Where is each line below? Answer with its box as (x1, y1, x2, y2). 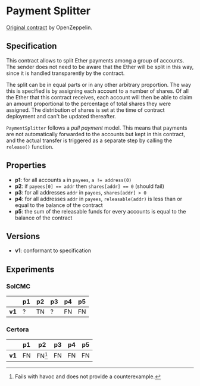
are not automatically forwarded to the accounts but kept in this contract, (6, 130, 186, 137)
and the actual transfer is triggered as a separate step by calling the (6, 137, 173, 144)
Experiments (6, 264, 55, 274)
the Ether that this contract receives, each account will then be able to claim (6, 93, 192, 101)
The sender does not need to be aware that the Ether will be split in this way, (6, 63, 194, 70)
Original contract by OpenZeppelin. (6, 24, 93, 31)
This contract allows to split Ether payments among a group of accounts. (6, 57, 185, 64)
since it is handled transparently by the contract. (6, 70, 125, 77)
